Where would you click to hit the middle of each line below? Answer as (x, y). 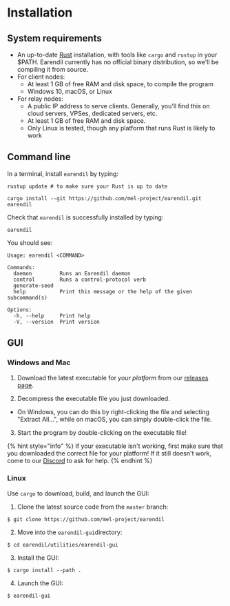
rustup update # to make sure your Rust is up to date (87, 186)
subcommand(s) (28, 297)
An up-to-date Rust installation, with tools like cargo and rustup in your (117, 55)
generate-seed (33, 285)
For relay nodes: (40, 99)
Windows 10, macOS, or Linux (70, 91)
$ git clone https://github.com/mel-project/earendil (86, 519)
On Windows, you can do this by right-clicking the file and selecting (113, 411)
